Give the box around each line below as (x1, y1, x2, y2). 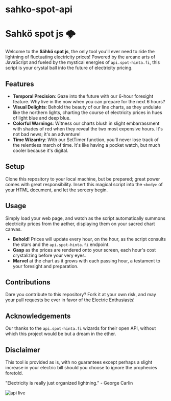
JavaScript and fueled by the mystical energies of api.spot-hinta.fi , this (5, 59, 160, 65)
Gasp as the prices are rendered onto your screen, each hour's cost (12, 247, 156, 253)
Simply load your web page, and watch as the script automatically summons (5, 215, 166, 221)
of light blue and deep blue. (12, 115, 71, 121)
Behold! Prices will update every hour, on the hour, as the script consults (12, 236, 166, 242)
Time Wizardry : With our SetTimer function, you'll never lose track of (12, 137, 159, 143)
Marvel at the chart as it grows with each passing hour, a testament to (12, 257, 161, 264)
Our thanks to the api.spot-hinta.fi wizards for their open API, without (5, 325, 156, 331)
